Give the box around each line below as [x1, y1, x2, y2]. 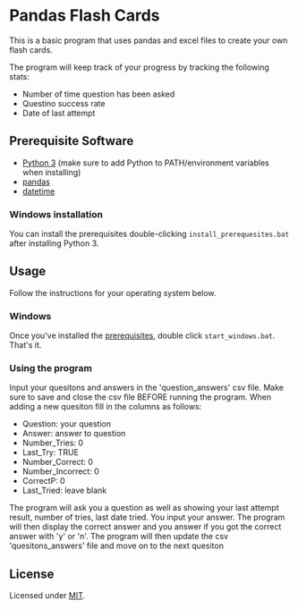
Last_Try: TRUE [21, 447, 79, 458]
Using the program [9, 362, 92, 375]
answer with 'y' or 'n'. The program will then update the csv [9, 531, 229, 542]
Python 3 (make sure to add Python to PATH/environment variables [21, 157, 270, 168]
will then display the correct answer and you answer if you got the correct [9, 521, 282, 532]
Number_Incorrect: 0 [21, 466, 100, 477]
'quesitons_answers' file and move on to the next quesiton [9, 540, 224, 551]
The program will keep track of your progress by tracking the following [9, 62, 270, 72]
